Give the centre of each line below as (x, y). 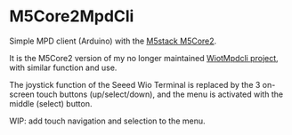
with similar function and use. (63, 67)
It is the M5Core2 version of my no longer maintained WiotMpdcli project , (144, 58)
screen (22, 94)
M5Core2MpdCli (72, 16)
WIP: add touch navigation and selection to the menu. (108, 121)
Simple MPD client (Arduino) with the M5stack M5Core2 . (113, 41)
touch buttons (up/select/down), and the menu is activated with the (159, 94)
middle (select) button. (51, 103)
